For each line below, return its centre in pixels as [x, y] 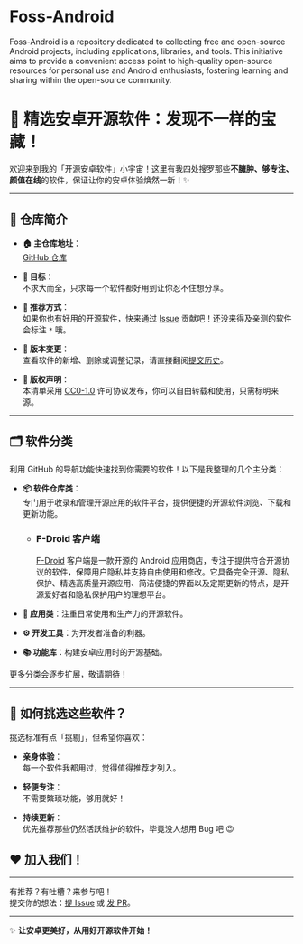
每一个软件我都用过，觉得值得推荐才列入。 [101, 767]
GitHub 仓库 [45, 257]
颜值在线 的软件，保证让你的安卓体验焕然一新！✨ [100, 180]
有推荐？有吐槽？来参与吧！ [61, 892]
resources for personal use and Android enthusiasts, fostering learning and [149, 70]
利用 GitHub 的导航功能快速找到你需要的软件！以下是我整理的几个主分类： [147, 469]
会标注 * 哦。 [46, 329]
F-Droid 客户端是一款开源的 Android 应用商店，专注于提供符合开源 [159, 560]
